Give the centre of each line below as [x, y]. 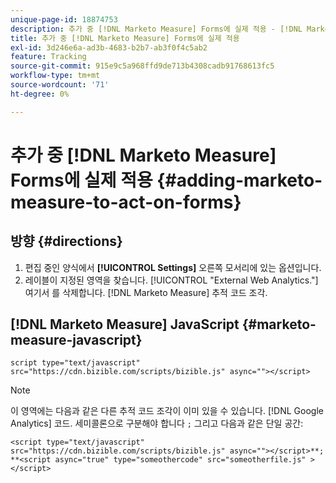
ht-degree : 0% [40, 94]
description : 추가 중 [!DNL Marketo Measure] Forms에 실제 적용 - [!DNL [156, 29]
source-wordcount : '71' [60, 85]
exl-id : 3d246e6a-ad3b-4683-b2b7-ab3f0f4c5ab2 [109, 47]
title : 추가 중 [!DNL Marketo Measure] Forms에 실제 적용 [125, 38]
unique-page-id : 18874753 [64, 19]
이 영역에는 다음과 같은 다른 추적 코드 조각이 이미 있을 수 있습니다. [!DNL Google [167, 411]
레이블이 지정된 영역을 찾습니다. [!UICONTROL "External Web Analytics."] [171, 280]
